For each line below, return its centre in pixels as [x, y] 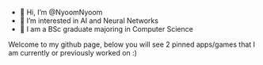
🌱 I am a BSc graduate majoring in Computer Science [107, 29]
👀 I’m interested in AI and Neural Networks [89, 21]
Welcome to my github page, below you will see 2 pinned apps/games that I [132, 44]
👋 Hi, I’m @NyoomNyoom [61, 12]
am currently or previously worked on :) [72, 53]
